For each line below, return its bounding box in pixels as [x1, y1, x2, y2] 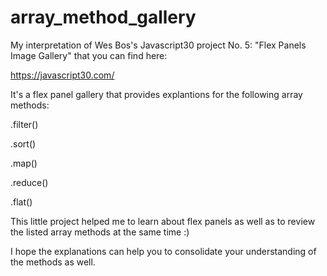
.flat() [10, 196, 33, 208]
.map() [10, 157, 38, 169]
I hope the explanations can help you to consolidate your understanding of [10, 245, 317, 257]
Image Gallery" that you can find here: [10, 49, 168, 61]
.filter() [10, 118, 39, 130]
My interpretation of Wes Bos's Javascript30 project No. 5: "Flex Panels [10, 39, 307, 51]
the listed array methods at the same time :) [10, 226, 190, 238]
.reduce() [10, 176, 49, 188]
